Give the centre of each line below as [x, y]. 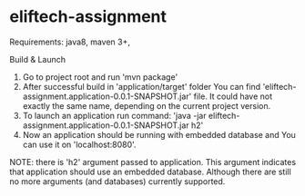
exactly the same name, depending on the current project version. [147, 105]
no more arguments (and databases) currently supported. [117, 181]
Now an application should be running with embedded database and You [159, 134]
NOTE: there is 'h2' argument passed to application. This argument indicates [153, 162]
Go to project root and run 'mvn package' [100, 77]
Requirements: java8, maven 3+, [70, 42]
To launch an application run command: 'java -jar [114, 115]
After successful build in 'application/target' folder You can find [142, 86]
